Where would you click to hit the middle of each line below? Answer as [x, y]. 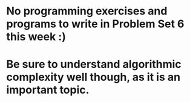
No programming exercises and [87, 11]
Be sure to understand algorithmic [94, 64]
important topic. [48, 90]
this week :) [36, 37]
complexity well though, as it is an [93, 77]
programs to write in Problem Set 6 [95, 24]
